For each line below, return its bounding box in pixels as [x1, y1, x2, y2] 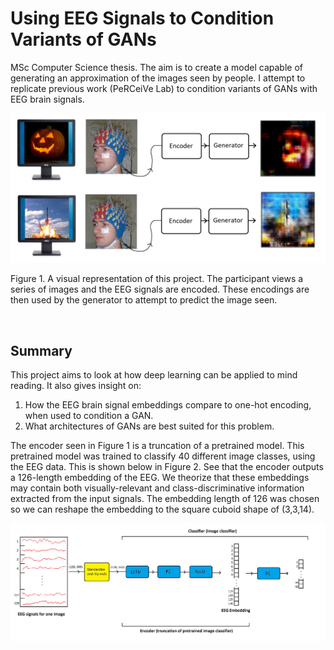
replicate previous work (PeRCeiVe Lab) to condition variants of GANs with [10, 82, 318, 94]
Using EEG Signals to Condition [10, 7, 275, 30]
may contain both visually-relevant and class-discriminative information [10, 482, 305, 494]
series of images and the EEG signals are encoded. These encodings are [10, 283, 310, 296]
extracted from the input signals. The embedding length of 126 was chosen [10, 492, 320, 504]
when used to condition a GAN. [24, 409, 154, 421]
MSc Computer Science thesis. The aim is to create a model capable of [10, 61, 304, 73]
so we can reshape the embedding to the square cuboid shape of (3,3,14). [10, 503, 315, 515]
